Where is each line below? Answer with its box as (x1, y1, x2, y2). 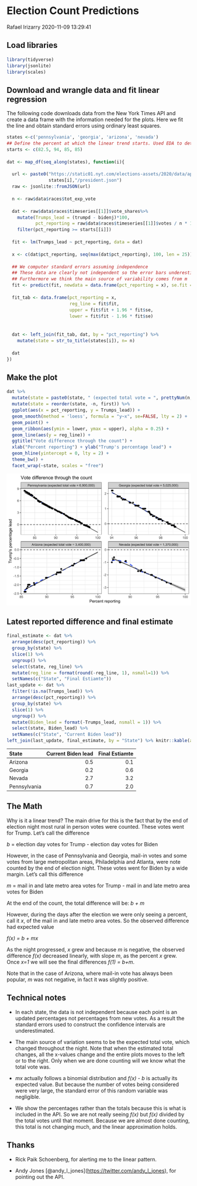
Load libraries (6, 40, 58, 50)
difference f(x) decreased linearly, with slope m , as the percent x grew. (6, 952, 177, 959)
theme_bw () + (12, 457, 44, 463)
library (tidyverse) (6, 57, 54, 63)
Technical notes (6, 993, 67, 1003)
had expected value (6, 923, 54, 930)
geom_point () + (12, 419, 49, 425)
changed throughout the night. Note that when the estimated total (15, 1044, 174, 1051)
